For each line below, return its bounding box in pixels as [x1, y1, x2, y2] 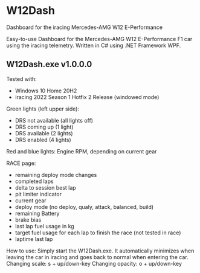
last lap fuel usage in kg [15, 222, 74, 230]
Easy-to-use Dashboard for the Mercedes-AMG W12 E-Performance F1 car [6, 35, 193, 42]
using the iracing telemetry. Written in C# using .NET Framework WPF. [6, 42, 181, 49]
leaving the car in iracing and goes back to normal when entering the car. [6, 253, 189, 260]
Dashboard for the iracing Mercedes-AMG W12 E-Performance [6, 24, 163, 31]
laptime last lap [15, 235, 53, 242]
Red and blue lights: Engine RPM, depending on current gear [6, 147, 157, 155]
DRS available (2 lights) [15, 129, 74, 136]
